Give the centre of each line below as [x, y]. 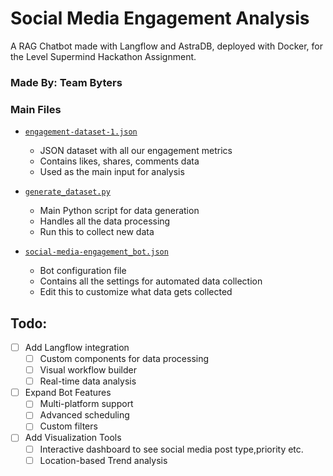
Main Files [36, 109]
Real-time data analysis [88, 381]
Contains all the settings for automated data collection [151, 281]
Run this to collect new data [97, 232]
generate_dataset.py [67, 192]
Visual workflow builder [88, 370]
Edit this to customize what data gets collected [136, 292]
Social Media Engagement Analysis [160, 18]
